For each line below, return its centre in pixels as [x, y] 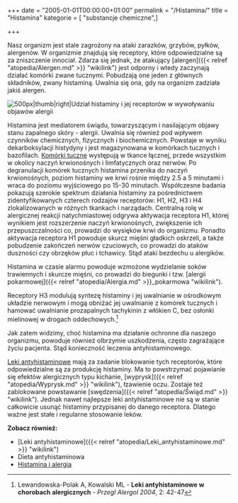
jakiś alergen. [27, 90]
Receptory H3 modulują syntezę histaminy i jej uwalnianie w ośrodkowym [114, 295]
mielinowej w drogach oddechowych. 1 [63, 319]
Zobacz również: [33, 428]
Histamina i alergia [45, 464]
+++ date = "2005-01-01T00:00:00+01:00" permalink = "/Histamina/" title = [118, 10]
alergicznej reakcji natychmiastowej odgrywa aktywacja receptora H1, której [118, 215]
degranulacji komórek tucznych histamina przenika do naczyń [98, 170]
